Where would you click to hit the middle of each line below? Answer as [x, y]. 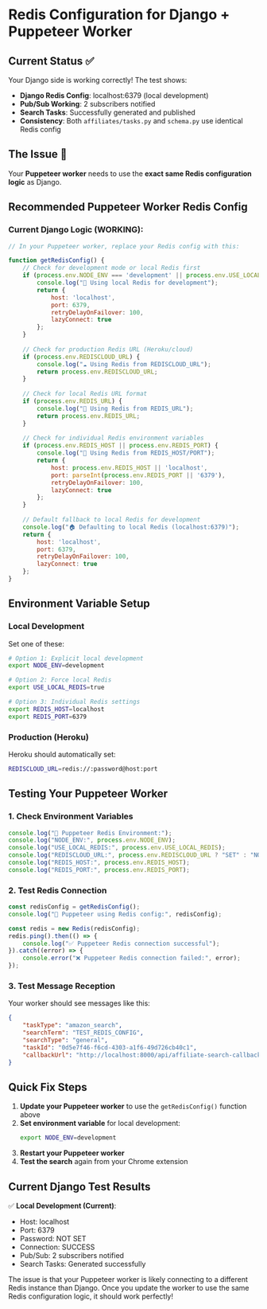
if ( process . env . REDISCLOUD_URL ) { [81, 357]
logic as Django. [35, 182]
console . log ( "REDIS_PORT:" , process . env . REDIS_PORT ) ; [99, 869]
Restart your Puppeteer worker [72, 1153]
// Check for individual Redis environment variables [113, 438]
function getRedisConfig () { [56, 260]
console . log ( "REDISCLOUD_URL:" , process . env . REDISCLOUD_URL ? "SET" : [128, 855]
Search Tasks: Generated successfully [83, 1264]
